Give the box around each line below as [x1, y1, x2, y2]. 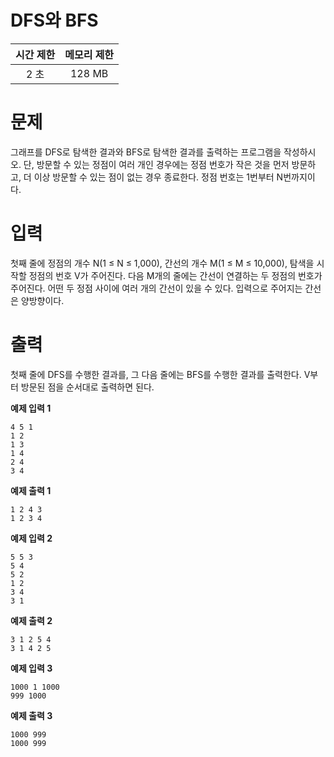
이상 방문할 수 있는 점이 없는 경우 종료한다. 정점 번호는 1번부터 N [33, 171, 284, 183]
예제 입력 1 [10, 402, 52, 414]
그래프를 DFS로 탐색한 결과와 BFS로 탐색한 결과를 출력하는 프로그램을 [10, 146, 282, 158]
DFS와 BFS [10, 9, 99, 32]
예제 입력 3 [10, 662, 53, 674]
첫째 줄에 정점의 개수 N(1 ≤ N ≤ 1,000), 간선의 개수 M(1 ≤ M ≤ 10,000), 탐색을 [10, 257, 315, 269]
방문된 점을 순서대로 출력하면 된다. [20, 381, 155, 393]
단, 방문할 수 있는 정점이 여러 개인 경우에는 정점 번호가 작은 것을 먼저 [23, 158, 290, 170]
